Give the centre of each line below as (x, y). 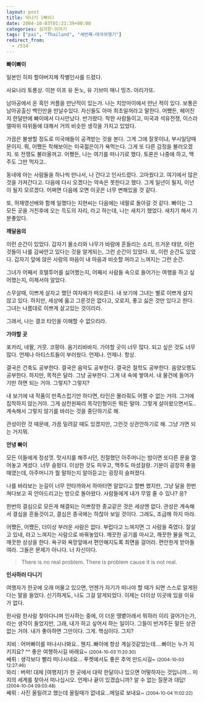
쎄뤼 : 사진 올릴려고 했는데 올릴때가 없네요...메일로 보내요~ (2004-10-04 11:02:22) (100, 692)
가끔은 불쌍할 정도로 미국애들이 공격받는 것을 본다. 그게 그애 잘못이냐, (88, 138)
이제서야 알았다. (48, 280)
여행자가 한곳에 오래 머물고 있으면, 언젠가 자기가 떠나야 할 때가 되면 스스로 (94, 587)
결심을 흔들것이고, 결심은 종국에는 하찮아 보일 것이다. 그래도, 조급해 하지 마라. (104, 514)
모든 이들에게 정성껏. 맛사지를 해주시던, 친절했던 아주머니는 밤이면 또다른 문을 (98, 457)
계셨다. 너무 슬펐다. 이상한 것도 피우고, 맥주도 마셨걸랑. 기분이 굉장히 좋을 (109, 465)
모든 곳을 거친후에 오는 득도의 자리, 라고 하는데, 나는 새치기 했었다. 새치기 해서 (99, 210)
